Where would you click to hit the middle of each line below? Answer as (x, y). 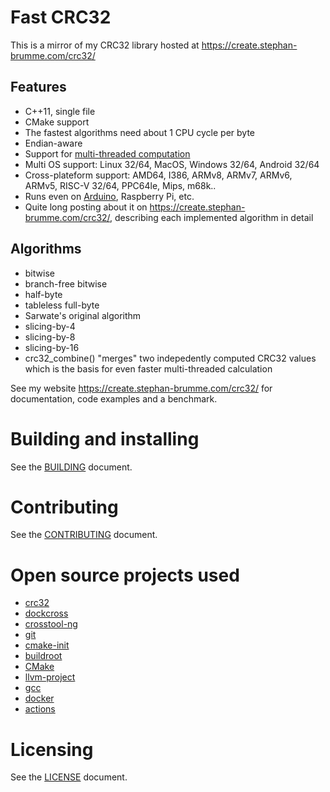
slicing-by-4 (50, 326)
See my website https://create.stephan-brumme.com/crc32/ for (141, 388)
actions (40, 709)
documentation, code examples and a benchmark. (114, 398)
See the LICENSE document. (69, 777)
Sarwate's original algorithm (83, 315)
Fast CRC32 (61, 17)
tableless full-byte (62, 305)
